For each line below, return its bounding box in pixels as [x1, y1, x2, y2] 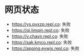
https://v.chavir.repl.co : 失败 [11, 33, 68, 39]
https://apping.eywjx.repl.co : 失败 [11, 45, 80, 51]
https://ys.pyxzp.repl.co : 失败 [11, 21, 71, 27]
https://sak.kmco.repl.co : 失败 [11, 39, 72, 45]
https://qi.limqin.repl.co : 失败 [11, 27, 70, 33]
